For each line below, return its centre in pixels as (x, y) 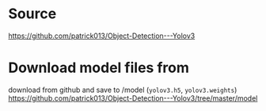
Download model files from (99, 68)
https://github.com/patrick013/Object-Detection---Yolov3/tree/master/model (133, 98)
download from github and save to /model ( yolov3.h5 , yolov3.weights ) (123, 90)
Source (32, 14)
